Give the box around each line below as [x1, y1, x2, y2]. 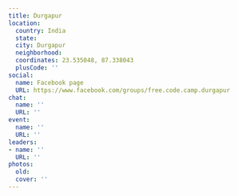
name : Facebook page [15, 78, 84, 86]
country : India [15, 26, 66, 34]
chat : [8, 94, 26, 102]
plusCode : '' [15, 64, 59, 72]
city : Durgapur [15, 42, 66, 50]
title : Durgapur [8, 11, 62, 20]
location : [8, 19, 42, 27]
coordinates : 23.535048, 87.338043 [15, 57, 134, 65]
